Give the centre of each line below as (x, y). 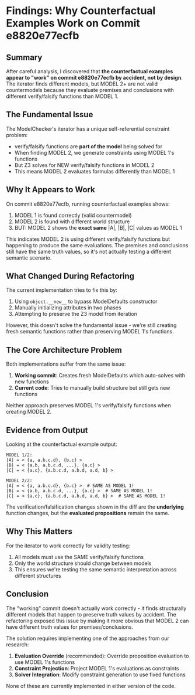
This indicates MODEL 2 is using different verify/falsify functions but (88, 239)
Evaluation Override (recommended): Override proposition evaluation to (102, 656)
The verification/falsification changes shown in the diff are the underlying (95, 507)
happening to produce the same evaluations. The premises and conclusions (97, 245)
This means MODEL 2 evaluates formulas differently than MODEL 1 (95, 171)
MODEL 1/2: (19, 455)
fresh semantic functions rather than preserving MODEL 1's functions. (90, 332)
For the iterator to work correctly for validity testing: (68, 546)
